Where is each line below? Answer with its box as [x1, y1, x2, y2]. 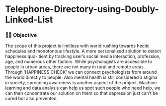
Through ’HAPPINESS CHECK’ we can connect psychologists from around [5, 69, 157, 75]
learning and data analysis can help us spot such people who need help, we [5, 85, 161, 91]
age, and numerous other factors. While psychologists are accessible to [5, 58, 153, 65]
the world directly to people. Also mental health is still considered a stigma [5, 74, 158, 80]
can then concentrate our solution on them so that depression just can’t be [5, 90, 158, 96]
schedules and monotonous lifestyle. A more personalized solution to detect [5, 48, 162, 54]
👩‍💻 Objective [5, 32, 37, 39]
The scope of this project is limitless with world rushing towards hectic [5, 43, 150, 49]
